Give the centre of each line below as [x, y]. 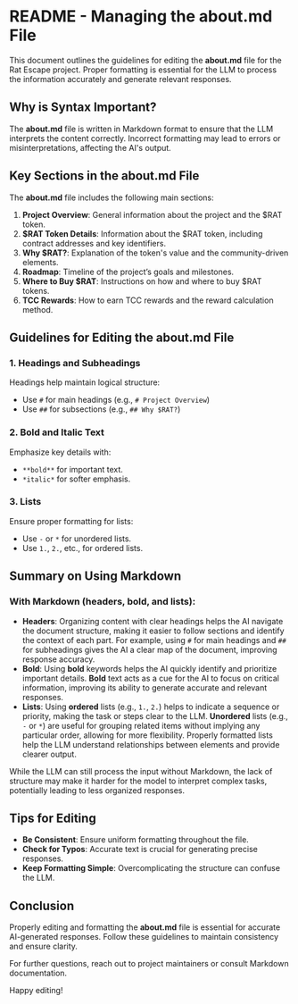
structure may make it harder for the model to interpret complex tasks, [138, 781]
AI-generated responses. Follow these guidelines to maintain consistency [144, 937]
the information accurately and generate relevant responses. [120, 79]
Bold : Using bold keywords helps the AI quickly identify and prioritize [149, 668]
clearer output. [50, 754]
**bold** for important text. [72, 469]
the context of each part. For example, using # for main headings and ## [154, 640]
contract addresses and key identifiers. [94, 243]
